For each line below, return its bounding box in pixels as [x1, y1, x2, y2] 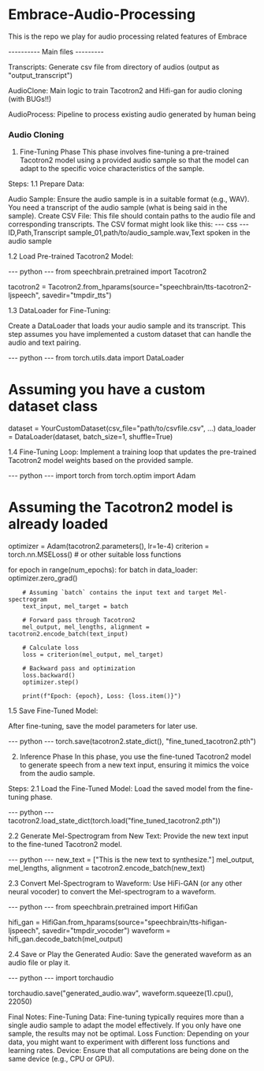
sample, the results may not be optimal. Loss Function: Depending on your [8, 1029, 250, 1039]
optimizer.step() [22, 678, 80, 687]
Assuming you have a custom [8, 381, 206, 399]
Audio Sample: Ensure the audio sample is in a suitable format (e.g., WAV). [8, 195, 250, 204]
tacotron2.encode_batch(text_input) [8, 630, 128, 638]
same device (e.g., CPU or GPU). [8, 1054, 115, 1064]
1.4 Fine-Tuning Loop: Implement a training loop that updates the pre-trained [8, 447, 257, 457]
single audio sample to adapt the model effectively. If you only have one [8, 1021, 242, 1030]
